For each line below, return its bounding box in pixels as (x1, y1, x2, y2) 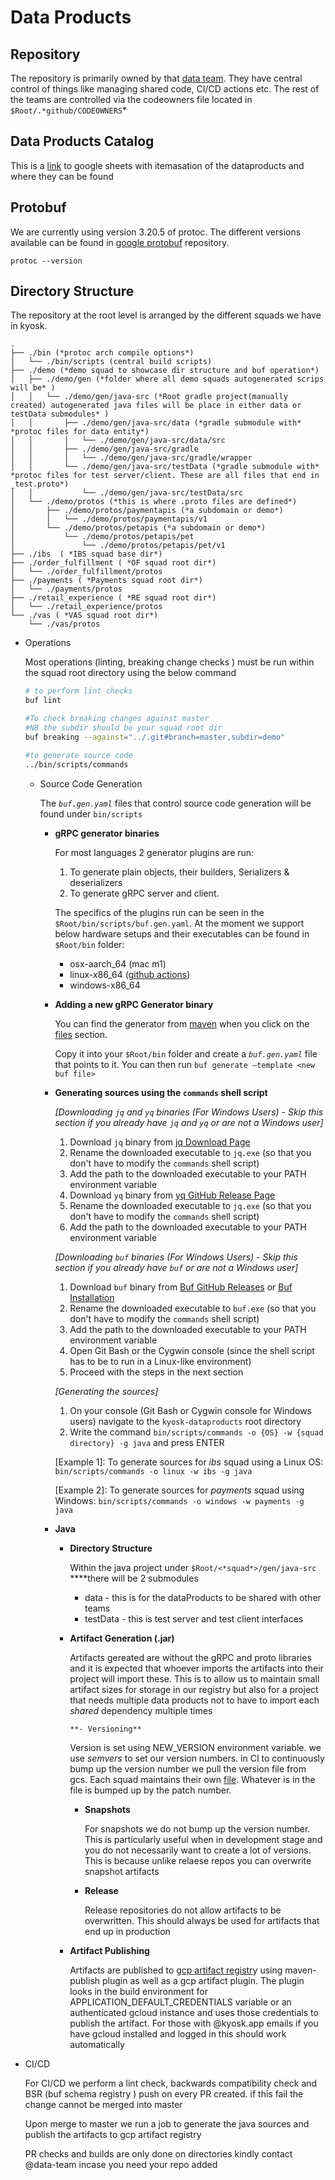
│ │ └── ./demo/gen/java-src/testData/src (10, 488, 244, 498)
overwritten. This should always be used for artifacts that (84, 1914, 320, 1926)
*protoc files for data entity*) (10, 427, 150, 437)
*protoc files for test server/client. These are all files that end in (10, 471, 320, 481)
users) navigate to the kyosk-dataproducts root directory (69, 1415, 302, 1427)
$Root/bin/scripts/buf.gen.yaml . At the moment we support (54, 917, 305, 929)
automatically (69, 2038, 125, 2050)
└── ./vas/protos (28, 619, 101, 630)
